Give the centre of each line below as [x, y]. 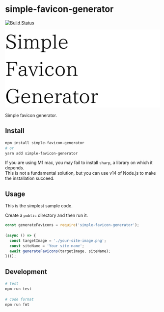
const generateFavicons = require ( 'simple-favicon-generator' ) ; [72, 225]
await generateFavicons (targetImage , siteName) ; [60, 251]
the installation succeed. [30, 178]
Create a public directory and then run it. [47, 215]
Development [26, 272]
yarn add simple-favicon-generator [41, 153]
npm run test [18, 289]
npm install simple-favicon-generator [45, 143]
